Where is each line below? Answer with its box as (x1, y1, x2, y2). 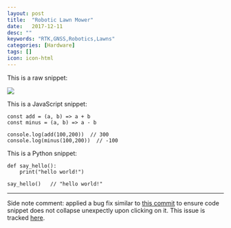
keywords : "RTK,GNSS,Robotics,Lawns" (7, 36, 115, 43)
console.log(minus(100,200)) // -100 (7, 137, 118, 144)
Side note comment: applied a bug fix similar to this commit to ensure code (7, 198, 220, 207)
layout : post (7, 10, 45, 17)
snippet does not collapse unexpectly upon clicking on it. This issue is (7, 206, 206, 214)
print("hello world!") (19, 168, 85, 175)
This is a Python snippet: (7, 149, 77, 157)
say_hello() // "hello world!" (7, 180, 103, 187)
